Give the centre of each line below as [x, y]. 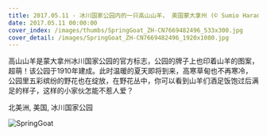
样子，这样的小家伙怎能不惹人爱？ [77, 91]
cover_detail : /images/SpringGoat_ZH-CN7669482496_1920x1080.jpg [118, 38]
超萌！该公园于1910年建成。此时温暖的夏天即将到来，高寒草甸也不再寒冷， [130, 71]
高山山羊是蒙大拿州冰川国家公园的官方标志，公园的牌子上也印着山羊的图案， [133, 61]
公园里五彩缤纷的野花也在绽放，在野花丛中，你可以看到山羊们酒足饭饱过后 [130, 81]
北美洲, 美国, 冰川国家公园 [50, 108]
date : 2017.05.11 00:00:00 [53, 23]
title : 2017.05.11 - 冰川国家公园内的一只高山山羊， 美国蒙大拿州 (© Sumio [124, 15]
